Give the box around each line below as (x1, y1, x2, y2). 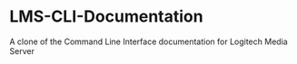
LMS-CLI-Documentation (9, 6, 203, 27)
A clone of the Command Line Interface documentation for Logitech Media (9, 36, 288, 47)
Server (9, 45, 35, 56)
